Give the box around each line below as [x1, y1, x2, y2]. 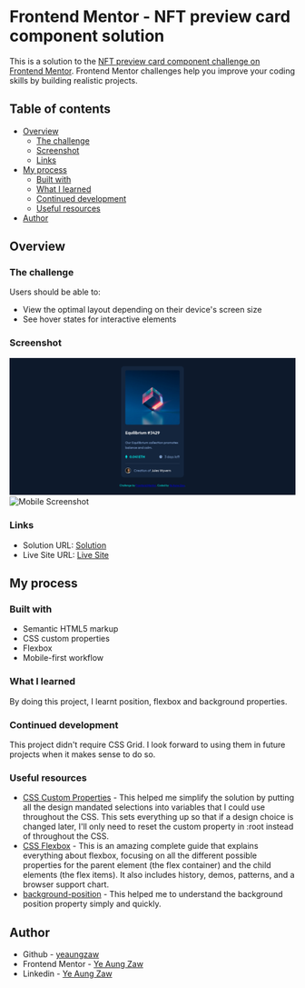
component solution [9, 25, 165, 46]
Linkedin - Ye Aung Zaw [22, 968, 113, 979]
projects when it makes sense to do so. [9, 748, 156, 760]
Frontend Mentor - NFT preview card [9, 6, 290, 27]
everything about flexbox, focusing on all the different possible [22, 850, 257, 861]
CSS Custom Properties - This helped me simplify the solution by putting [22, 793, 295, 803]
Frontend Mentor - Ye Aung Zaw [22, 959, 143, 970]
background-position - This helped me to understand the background [22, 889, 283, 900]
